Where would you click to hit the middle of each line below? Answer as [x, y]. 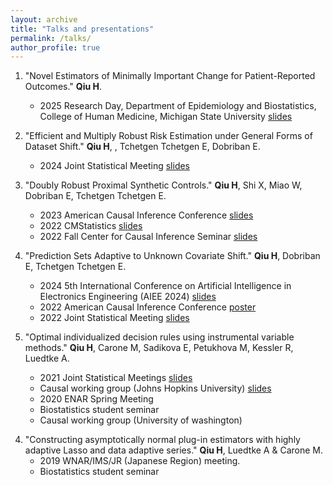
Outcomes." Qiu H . [63, 87]
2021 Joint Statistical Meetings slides [116, 378]
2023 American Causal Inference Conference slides [146, 215]
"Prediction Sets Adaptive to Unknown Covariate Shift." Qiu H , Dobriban [172, 256]
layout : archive [44, 19]
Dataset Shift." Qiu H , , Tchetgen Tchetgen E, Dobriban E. [142, 147]
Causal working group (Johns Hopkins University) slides [155, 388]
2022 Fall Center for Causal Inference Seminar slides [148, 237]
